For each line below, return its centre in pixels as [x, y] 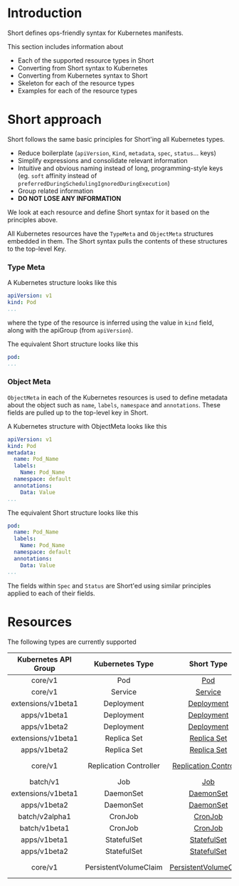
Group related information [55, 191]
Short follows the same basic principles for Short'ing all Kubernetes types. [116, 139]
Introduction [45, 13]
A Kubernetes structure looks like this [62, 283]
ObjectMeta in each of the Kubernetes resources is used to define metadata [117, 397]
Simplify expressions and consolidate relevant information [103, 160]
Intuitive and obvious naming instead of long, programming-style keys [120, 168]
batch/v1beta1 [44, 828]
